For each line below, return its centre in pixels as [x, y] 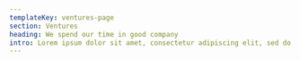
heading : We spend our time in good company [94, 34]
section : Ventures [44, 26]
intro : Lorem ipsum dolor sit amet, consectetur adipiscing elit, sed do [150, 43]
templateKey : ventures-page [62, 17]
